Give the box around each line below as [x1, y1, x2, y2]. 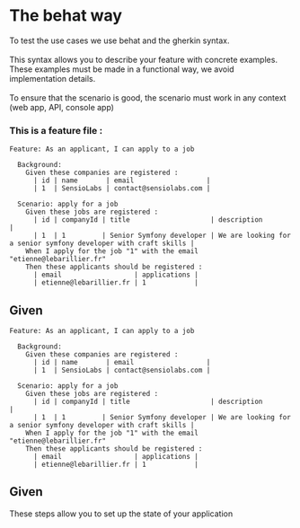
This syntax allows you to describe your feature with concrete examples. [9, 54, 278, 65]
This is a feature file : [9, 124, 103, 136]
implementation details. [9, 73, 96, 84]
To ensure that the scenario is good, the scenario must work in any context [9, 92, 287, 103]
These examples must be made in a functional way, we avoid [9, 64, 235, 75]
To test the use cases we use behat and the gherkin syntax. [9, 35, 230, 46]
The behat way [9, 5, 123, 26]
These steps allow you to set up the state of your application [9, 508, 234, 519]
